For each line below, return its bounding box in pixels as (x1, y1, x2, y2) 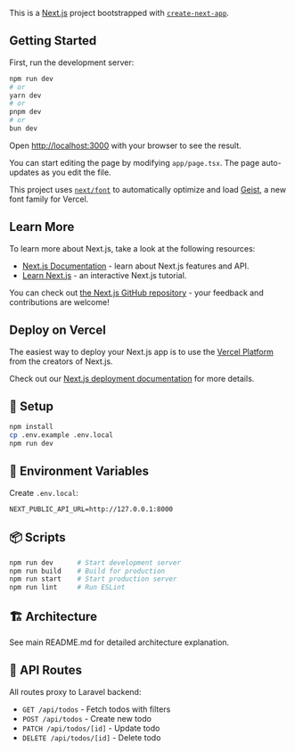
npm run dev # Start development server (9, 558, 181, 567)
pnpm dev (9, 107, 42, 117)
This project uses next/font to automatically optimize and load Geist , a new (9, 184, 287, 194)
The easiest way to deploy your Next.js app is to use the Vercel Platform (9, 346, 275, 357)
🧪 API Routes (9, 663, 83, 678)
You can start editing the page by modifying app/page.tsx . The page (9, 157, 260, 168)
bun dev (9, 124, 38, 133)
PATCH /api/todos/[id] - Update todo (21, 723, 160, 733)
